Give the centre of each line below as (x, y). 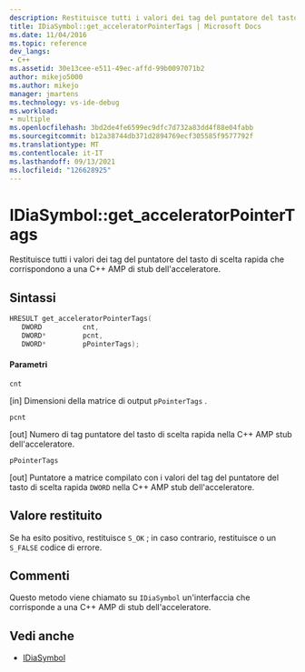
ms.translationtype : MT (54, 145)
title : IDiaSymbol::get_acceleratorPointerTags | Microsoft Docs (135, 26)
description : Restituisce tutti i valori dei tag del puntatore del (142, 18)
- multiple (30, 119)
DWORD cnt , (60, 327)
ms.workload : (34, 111)
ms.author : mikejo (44, 85)
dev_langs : (30, 52)
